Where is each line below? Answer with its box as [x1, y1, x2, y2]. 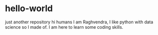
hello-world [5, 3, 53, 14]
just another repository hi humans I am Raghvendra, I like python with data [5, 19, 154, 25]
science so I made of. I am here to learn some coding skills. [5, 24, 124, 30]
